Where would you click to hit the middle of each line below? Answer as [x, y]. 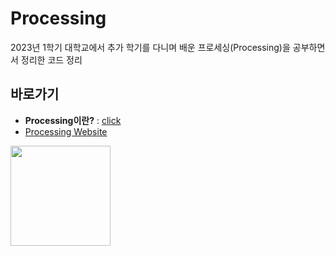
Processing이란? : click [73, 120]
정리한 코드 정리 [51, 59]
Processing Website [66, 131]
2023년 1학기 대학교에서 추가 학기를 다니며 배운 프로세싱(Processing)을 [150, 47]
